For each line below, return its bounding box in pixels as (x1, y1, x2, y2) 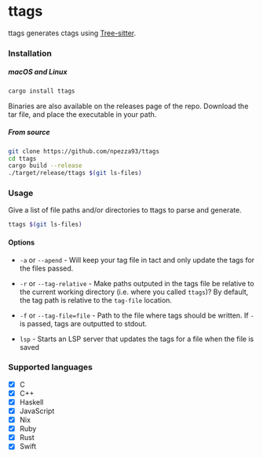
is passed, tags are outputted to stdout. (19, 318, 148, 328)
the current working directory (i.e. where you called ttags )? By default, (19, 287, 249, 296)
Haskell (19, 397, 44, 406)
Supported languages (8, 362, 93, 373)
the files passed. (19, 264, 74, 273)
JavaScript (19, 406, 55, 416)
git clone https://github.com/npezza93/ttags (8, 147, 159, 155)
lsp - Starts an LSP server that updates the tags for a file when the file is (19, 334, 254, 343)
